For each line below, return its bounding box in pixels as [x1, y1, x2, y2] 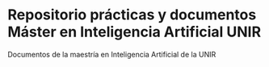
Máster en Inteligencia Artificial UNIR [7, 23, 262, 41]
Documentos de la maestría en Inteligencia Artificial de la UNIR [7, 49, 216, 59]
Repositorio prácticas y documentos [7, 6, 257, 24]
